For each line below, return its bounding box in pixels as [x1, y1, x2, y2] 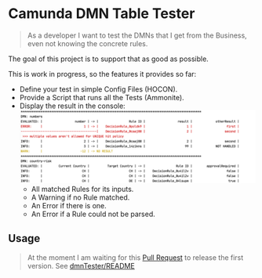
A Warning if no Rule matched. [31, 193, 130, 202]
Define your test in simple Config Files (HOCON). [19, 84, 178, 94]
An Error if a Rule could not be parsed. [31, 209, 155, 218]
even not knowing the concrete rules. [27, 38, 148, 48]
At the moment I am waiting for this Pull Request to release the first [27, 252, 244, 262]
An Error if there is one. [31, 201, 107, 210]
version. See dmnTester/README [27, 261, 135, 270]
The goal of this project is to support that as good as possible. [8, 54, 209, 63]
